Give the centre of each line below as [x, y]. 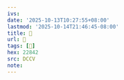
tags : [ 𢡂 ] [21, 46]
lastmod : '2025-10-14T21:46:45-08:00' [63, 26]
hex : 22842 [23, 53]
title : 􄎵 [20, 33]
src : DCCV [21, 59]
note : [15, 65]
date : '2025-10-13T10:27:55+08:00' [59, 20]
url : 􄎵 [17, 40]
